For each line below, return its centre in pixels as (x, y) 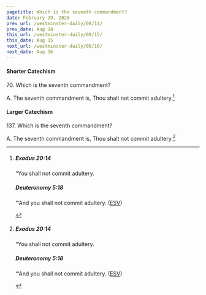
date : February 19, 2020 (38, 18)
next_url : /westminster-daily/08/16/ (55, 47)
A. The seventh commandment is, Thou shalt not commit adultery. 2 (91, 138)
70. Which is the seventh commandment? (59, 85)
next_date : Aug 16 (30, 52)
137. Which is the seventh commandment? (59, 125)
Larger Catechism (30, 112)
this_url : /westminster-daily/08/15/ (55, 35)
